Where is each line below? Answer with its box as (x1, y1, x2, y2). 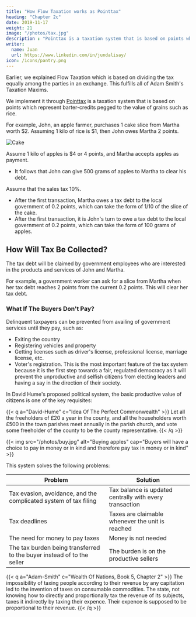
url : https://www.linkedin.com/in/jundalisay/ (11, 52, 127, 58)
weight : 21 (6, 25, 33, 31)
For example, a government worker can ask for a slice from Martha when (6, 277, 181, 284)
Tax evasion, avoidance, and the (9, 489, 97, 498)
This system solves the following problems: (6, 462, 110, 469)
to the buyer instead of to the (9, 551, 89, 559)
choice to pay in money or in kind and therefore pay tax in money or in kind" (6, 444, 188, 451)
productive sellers (108, 554, 159, 563)
